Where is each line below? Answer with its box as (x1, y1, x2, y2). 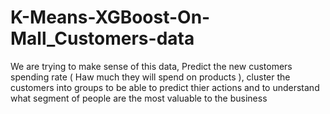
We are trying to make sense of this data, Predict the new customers (10, 60, 293, 72)
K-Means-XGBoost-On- (10, 6, 211, 29)
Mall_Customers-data (10, 27, 195, 50)
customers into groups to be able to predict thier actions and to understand (10, 81, 320, 93)
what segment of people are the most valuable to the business (10, 92, 268, 104)
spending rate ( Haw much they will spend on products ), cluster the (10, 71, 291, 83)
